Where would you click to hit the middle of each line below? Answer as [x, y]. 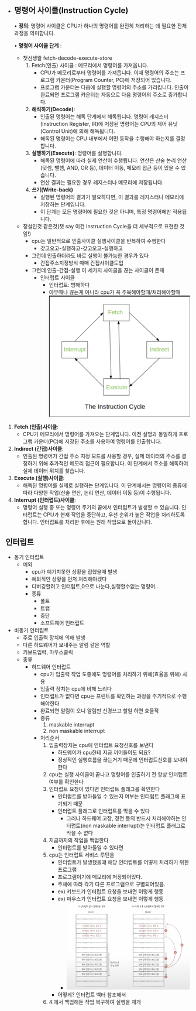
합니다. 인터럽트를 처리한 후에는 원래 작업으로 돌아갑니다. [87, 522]
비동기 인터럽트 [31, 630]
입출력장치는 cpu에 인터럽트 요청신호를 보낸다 [101, 745]
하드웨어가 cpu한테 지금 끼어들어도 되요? [104, 753]
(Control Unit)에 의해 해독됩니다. [78, 131]
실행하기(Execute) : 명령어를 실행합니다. [77, 153]
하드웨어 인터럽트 [51, 667]
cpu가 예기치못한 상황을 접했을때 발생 [74, 572]
